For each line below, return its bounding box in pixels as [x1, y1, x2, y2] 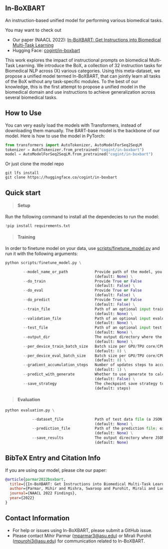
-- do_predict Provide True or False [23, 298, 142, 303]
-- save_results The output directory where [31, 435, 153, 440]
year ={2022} [9, 495, 35, 500]
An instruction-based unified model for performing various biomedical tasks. [5, 17, 163, 23]
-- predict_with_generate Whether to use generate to [23, 372, 153, 377]
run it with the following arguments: [5, 250, 78, 256]
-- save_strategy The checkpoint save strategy [23, 381, 157, 386]
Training [17, 234, 35, 240]
